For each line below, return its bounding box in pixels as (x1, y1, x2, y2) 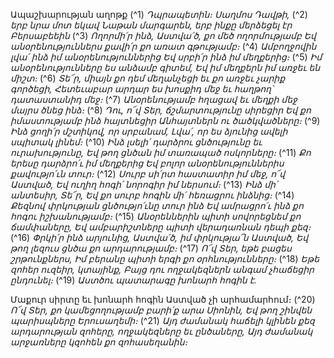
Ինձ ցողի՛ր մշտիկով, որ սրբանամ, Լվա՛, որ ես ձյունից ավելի (10, 125, 288, 137)
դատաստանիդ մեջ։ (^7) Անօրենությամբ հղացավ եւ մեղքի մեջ (10, 94, 298, 105)
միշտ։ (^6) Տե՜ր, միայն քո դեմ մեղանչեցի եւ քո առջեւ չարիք (10, 72, 286, 84)
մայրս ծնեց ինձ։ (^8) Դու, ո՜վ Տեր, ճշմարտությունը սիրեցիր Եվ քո (10, 104, 312, 116)
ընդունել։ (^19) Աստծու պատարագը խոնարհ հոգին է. (10, 274, 257, 286)
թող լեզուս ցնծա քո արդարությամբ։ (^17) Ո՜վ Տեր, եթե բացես (10, 242, 292, 254)
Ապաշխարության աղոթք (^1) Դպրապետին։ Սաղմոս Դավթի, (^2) (10, 9, 308, 20)
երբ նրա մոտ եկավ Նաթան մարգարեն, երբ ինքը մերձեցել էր (10, 19, 293, 31)
